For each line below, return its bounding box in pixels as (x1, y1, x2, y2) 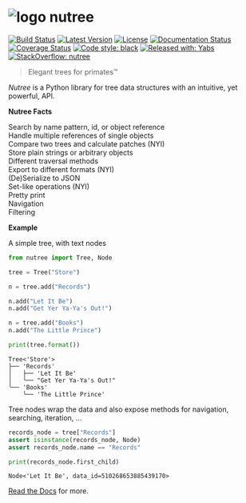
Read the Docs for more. (8, 486, 89, 496)
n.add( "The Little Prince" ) (8, 327, 102, 335)
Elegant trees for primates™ (27, 66, 118, 76)
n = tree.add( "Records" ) (8, 283, 91, 291)
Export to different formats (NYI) (8, 164, 114, 174)
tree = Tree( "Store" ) (8, 268, 81, 276)
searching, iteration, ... (8, 412, 82, 422)
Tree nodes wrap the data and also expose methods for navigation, (8, 404, 229, 414)
